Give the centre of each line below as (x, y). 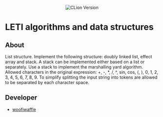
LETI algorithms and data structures (79, 27)
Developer (21, 98)
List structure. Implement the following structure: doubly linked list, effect (79, 57)
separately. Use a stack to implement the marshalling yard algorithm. (74, 67)
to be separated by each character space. (47, 82)
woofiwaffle (24, 109)
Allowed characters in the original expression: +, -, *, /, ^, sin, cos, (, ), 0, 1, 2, (82, 72)
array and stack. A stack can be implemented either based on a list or (75, 62)
